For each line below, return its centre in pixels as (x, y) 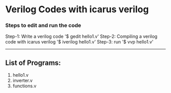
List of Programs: (33, 63)
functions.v (24, 86)
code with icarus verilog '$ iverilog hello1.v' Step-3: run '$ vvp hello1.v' (79, 42)
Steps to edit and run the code (43, 26)
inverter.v (23, 81)
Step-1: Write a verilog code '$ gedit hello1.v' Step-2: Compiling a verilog (81, 36)
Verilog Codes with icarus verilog (77, 9)
